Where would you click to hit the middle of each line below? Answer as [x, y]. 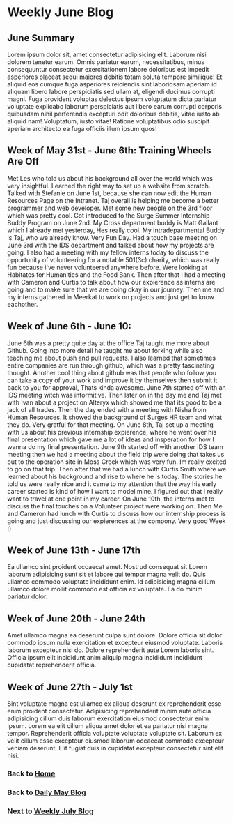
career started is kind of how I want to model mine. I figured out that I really [115, 491]
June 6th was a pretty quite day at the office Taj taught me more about [109, 343]
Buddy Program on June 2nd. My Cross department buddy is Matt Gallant [113, 222]
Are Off [23, 161]
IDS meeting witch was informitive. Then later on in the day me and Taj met [115, 395]
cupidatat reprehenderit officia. [52, 665]
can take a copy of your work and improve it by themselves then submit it [112, 380]
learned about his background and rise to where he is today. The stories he [115, 476]
